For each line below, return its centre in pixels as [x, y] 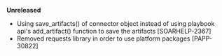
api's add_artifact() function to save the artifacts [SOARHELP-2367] [114, 31]
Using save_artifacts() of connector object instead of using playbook [116, 23]
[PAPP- [202, 38]
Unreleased [24, 10]
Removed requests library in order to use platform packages [103, 38]
